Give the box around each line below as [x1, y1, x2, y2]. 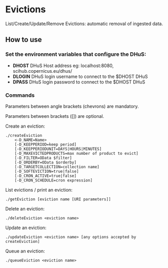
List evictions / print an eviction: [5, 187, 73, 193]
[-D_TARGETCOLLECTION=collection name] [14, 164, 100, 170]
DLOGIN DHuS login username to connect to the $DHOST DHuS [12, 73, 148, 79]
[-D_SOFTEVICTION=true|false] [14, 169, 79, 174]
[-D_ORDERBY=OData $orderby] [14, 160, 77, 165]
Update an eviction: [5, 224, 47, 231]
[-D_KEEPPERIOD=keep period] [14, 142, 77, 147]
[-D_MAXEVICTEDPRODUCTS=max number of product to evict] [14, 151, 139, 156]
